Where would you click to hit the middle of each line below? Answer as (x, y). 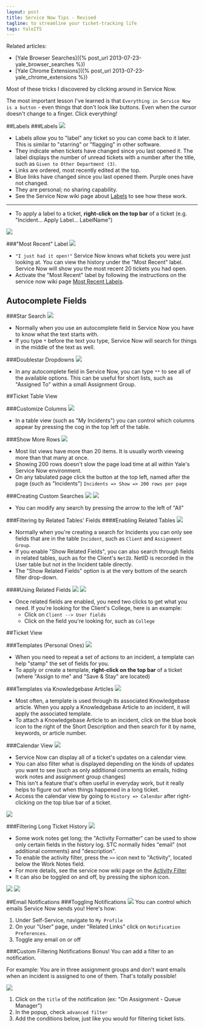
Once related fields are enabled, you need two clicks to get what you (101, 601)
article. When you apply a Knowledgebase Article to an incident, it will (102, 707)
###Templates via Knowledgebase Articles (60, 689)
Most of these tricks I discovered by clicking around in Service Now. (91, 89)
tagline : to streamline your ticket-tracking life (72, 23)
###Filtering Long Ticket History (47, 826)
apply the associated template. (53, 714)
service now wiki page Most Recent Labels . (70, 282)
